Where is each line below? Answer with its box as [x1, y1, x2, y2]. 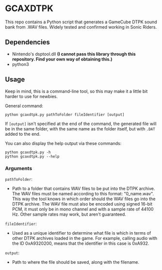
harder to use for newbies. [5, 93, 58, 99]
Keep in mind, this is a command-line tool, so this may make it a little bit [5, 88, 148, 94]
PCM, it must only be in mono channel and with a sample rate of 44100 [12, 206, 154, 212]
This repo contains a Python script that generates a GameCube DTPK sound [5, 19, 157, 25]
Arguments [5, 165, 32, 172]
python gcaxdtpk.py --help [5, 154, 60, 159]
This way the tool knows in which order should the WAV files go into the [12, 196, 156, 202]
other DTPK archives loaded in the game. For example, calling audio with [12, 235, 158, 241]
